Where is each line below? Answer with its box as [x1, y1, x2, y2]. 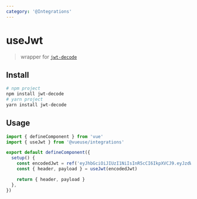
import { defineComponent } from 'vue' [6, 133, 104, 139]
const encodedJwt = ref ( [16, 160, 77, 167]
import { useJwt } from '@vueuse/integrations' [6, 139, 125, 145]
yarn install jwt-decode [6, 102, 67, 108]
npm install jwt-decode [6, 91, 64, 97]
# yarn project [6, 97, 43, 102]
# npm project [6, 85, 41, 91]
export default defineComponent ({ [6, 150, 91, 156]
